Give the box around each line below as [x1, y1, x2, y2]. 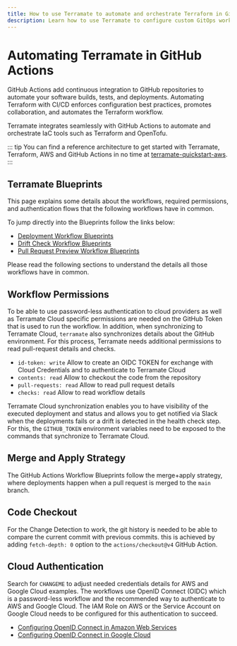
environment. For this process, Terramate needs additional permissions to [7, 337, 222, 346]
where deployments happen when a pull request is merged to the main [7, 478, 212, 487]
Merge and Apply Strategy [7, 452, 126, 464]
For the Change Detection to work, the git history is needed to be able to [7, 525, 217, 533]
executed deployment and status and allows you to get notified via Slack [7, 410, 218, 418]
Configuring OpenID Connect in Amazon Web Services [17, 623, 177, 631]
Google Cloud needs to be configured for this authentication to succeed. [7, 609, 219, 618]
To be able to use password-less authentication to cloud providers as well [7, 307, 222, 316]
